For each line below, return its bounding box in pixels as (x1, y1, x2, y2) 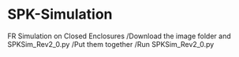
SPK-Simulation (7, 5, 113, 23)
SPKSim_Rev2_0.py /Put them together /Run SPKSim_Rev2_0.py (7, 39, 215, 48)
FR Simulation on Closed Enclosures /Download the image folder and (7, 31, 231, 41)
